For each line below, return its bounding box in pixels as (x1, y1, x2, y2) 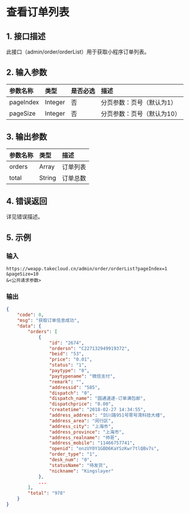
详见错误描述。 (6, 213, 43, 221)
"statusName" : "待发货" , (49, 462, 108, 468)
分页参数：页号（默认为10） (101, 109, 181, 117)
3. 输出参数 (6, 132, 47, 142)
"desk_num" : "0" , (49, 457, 93, 463)
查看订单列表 (6, 5, 70, 19)
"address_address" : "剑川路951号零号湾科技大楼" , (49, 412, 166, 418)
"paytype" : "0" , (49, 368, 90, 374)
